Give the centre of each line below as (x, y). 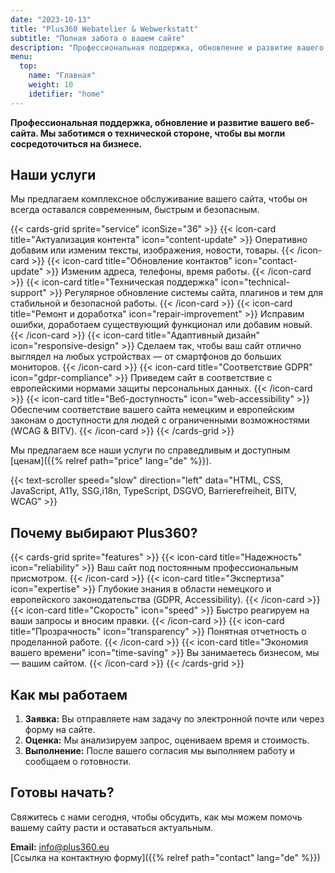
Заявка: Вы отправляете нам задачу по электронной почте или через (174, 719)
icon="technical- (255, 282)
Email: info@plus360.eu (60, 847)
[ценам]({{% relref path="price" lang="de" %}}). (111, 461)
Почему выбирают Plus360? (104, 532)
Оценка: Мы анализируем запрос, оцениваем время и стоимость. (167, 740)
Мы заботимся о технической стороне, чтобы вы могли (162, 133)
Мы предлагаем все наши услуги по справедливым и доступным (150, 450)
